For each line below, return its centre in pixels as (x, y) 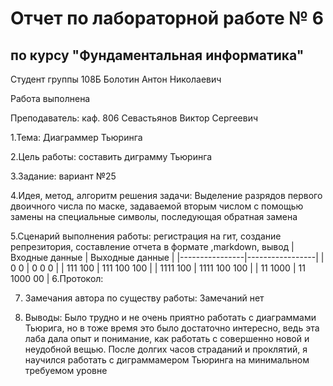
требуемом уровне (66, 370)
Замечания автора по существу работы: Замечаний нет (144, 298)
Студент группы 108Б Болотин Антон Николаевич (116, 79)
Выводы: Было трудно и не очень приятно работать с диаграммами (170, 317)
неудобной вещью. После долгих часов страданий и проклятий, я (166, 349)
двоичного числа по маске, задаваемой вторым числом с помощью (157, 206)
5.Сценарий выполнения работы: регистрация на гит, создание (146, 236)
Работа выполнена (50, 98)
